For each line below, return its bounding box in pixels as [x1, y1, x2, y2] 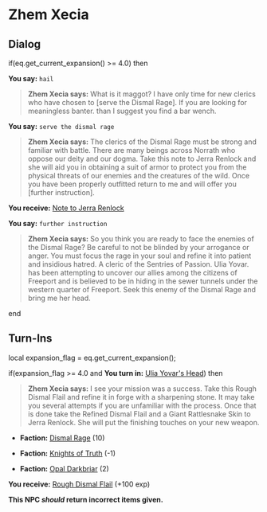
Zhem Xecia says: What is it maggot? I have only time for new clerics [27, 89, 257, 99]
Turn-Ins [8, 332, 53, 346]
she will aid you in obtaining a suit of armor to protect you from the [27, 162, 247, 172]
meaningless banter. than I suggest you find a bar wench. [27, 106, 217, 115]
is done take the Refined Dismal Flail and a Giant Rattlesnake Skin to [27, 408, 251, 419]
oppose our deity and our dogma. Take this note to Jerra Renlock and [27, 154, 257, 163]
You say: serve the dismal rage [8, 122, 115, 131]
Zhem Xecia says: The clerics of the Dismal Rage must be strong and [27, 137, 257, 147]
